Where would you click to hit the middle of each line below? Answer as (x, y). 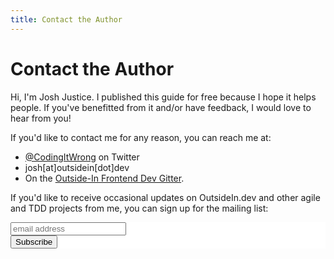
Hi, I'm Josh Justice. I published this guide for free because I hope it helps (163, 97)
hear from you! (41, 118)
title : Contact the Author (66, 19)
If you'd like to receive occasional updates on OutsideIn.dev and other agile (165, 197)
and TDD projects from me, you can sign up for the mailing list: (139, 208)
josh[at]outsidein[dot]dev (77, 167)
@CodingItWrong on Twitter (82, 157)
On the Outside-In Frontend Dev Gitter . (104, 178)
